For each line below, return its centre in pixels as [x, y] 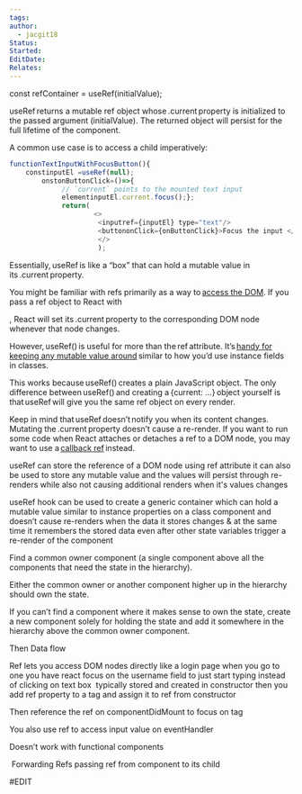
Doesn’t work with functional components [87, 746]
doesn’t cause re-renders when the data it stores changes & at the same [143, 521]
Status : [24, 43]
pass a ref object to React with [66, 302]
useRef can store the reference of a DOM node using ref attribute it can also [150, 465]
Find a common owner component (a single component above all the [137, 557]
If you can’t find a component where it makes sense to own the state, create [150, 611]
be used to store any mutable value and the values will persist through [139, 474]
